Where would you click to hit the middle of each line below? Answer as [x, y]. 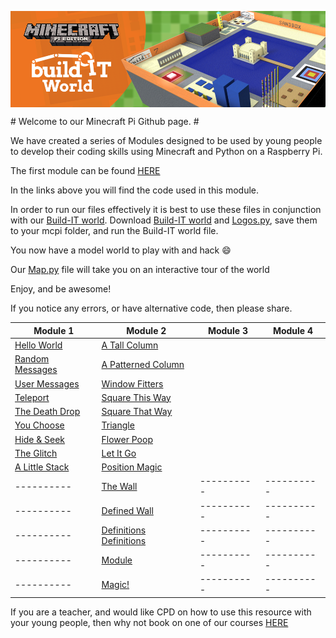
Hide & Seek [40, 439]
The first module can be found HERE [85, 171]
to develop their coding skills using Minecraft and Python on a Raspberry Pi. [166, 152]
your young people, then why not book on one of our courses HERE [149, 622]
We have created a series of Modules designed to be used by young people [166, 141]
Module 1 [54, 330]
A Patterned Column [143, 364]
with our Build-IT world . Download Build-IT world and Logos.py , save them [164, 220]
